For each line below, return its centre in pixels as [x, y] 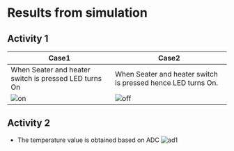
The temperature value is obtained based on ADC [88, 140]
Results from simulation [77, 13]
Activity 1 [28, 39]
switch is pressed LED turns [56, 78]
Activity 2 [29, 123]
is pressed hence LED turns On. [166, 83]
